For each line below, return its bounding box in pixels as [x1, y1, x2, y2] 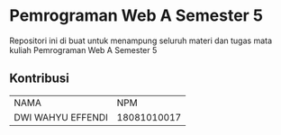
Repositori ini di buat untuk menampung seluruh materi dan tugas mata [9, 35, 273, 46]
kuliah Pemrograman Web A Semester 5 [9, 44, 158, 55]
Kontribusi [9, 71, 70, 86]
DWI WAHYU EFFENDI [14, 111, 108, 123]
